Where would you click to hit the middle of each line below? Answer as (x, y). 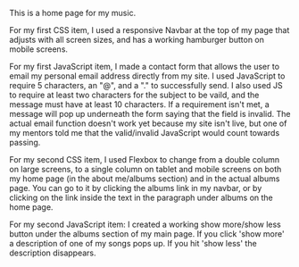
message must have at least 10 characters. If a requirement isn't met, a (139, 104)
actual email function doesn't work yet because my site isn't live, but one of (148, 123)
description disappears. (53, 253)
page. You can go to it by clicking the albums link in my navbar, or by (136, 188)
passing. (25, 142)
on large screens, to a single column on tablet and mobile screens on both (145, 169)
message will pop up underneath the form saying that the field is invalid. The (150, 114)
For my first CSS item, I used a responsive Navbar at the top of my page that (149, 30)
